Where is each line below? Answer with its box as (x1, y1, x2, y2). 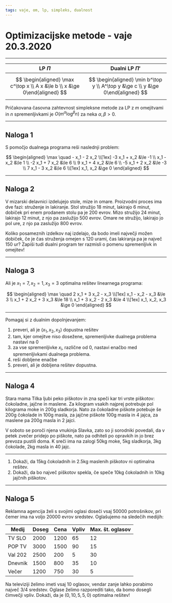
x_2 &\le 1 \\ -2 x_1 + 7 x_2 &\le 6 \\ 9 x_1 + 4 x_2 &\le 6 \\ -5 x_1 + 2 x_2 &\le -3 (5, 160, 167, 166)
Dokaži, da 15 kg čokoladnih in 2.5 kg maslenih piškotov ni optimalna (12, 458, 155, 464)
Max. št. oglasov (90, 525, 131, 533)
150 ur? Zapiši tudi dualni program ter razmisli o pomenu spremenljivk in (5, 241, 157, 247)
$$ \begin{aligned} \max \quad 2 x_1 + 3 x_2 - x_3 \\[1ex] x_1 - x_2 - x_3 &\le (7, 291, 165, 297)
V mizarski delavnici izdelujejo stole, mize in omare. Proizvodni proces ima (5, 198, 162, 205)
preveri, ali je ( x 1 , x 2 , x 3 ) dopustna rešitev (12, 327, 99, 334)
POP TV (8, 543, 27, 550)
